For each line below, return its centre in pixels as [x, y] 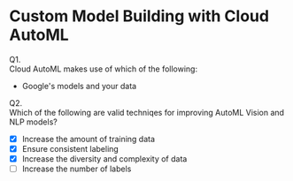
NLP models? [33, 122]
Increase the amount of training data [89, 139]
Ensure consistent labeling [70, 149]
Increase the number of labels [77, 169]
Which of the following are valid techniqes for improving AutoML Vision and [147, 112]
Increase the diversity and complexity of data [104, 159]
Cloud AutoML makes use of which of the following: [103, 69]
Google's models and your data [79, 86]
